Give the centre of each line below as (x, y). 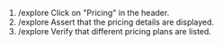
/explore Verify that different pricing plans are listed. (114, 31)
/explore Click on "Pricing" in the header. (94, 13)
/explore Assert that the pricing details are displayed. (116, 22)
